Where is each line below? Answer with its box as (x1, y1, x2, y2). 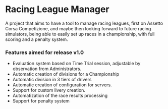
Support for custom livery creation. (12, 87, 86, 93)
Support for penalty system (12, 98, 70, 104)
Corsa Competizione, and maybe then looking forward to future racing (5, 25, 151, 31)
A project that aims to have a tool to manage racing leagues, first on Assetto (5, 20, 163, 26)
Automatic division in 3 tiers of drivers (12, 77, 92, 83)
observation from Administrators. (12, 66, 82, 72)
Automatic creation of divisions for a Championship (12, 71, 120, 77)
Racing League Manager (5, 4, 109, 15)
